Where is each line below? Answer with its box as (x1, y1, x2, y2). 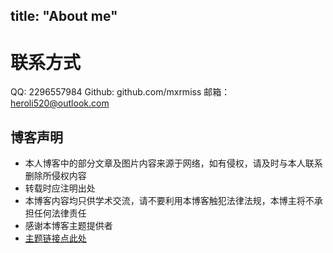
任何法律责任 (33, 207, 87, 219)
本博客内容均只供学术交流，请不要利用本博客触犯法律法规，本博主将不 (24, 195, 315, 207)
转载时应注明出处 (24, 182, 96, 194)
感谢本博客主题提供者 (24, 220, 113, 232)
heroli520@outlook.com (10, 97, 110, 109)
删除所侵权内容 (24, 170, 87, 182)
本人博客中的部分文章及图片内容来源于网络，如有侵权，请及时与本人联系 (24, 157, 323, 169)
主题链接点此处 (24, 232, 87, 244)
